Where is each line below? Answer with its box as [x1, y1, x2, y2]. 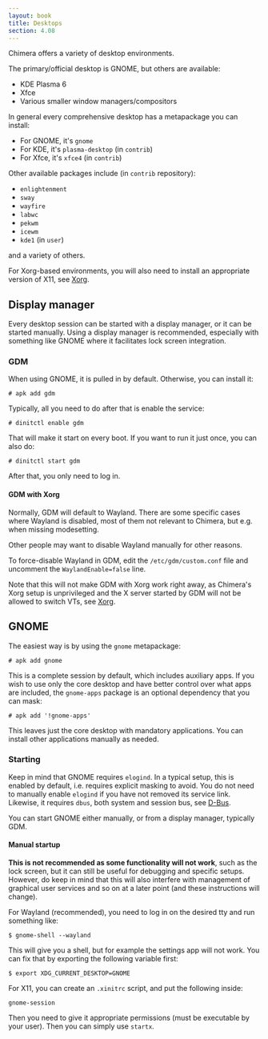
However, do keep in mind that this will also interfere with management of [8, 875, 250, 885]
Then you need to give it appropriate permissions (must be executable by [8, 1013, 250, 1022]
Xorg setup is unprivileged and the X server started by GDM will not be [8, 588, 242, 597]
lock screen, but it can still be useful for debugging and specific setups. [8, 866, 245, 876]
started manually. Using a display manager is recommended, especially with [8, 327, 259, 337]
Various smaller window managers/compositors [19, 97, 178, 106]
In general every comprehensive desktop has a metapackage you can [8, 112, 238, 122]
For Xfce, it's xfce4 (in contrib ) [19, 153, 122, 162]
